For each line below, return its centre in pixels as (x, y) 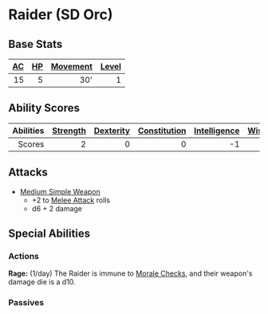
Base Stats (35, 44)
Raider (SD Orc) (61, 15)
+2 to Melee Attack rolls (71, 200)
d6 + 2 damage (57, 208)
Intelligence (217, 131)
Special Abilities (49, 234)
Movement (72, 67)
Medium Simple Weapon (60, 191)
